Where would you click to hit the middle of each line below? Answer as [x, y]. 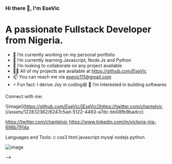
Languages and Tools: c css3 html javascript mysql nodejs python [75, 137]
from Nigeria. [34, 40]
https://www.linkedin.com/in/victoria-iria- [113, 122]
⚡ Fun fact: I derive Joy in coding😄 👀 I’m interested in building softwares [90, 84]
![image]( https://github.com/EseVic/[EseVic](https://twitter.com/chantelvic [84, 106]
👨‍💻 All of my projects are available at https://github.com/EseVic [80, 71]
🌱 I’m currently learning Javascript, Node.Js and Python [72, 60]
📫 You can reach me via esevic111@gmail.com [62, 77]
